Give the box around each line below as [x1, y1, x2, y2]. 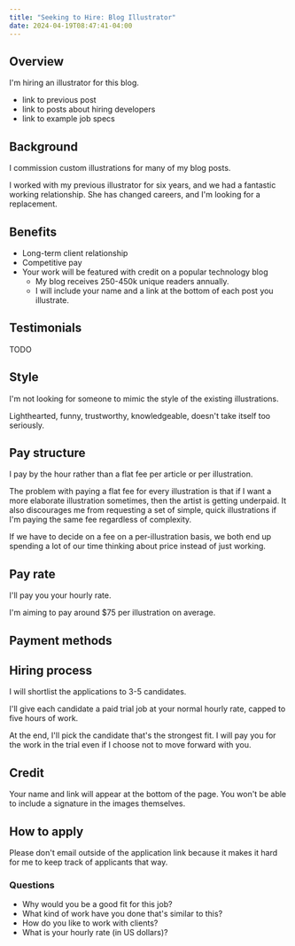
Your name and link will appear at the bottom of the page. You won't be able [9, 789, 287, 800]
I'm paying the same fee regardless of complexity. [9, 515, 192, 525]
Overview [9, 54, 65, 69]
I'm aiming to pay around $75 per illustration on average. [9, 608, 216, 618]
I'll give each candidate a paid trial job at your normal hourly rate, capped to [9, 703, 286, 714]
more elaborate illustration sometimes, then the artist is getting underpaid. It [9, 495, 286, 506]
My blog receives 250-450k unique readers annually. [35, 275, 229, 286]
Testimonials [9, 321, 82, 336]
